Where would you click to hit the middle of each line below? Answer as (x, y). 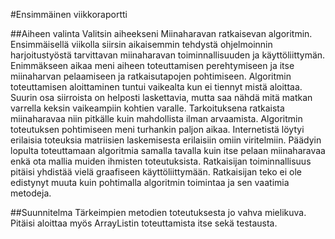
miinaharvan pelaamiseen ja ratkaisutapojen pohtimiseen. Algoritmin (151, 76)
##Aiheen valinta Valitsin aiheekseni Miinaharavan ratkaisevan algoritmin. (161, 33)
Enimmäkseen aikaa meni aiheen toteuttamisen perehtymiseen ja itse (152, 65)
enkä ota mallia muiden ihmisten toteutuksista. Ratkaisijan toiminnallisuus (161, 161)
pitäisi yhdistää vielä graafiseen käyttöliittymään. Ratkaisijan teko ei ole (156, 172)
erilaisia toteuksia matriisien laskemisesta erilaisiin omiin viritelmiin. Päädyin (166, 140)
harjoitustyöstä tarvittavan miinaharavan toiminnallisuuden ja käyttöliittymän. (168, 55)
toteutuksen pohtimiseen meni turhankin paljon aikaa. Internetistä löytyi (157, 129)
